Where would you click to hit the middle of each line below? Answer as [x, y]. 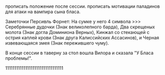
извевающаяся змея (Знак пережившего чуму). [57, 43]
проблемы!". [19, 58]
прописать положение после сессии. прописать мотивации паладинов [82, 6]
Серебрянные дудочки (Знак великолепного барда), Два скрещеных [80, 27]
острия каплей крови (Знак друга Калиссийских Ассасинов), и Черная [82, 37]
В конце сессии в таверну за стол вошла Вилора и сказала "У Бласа [79, 53]
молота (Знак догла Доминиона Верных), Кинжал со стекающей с [77, 32]
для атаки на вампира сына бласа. [43, 12]
